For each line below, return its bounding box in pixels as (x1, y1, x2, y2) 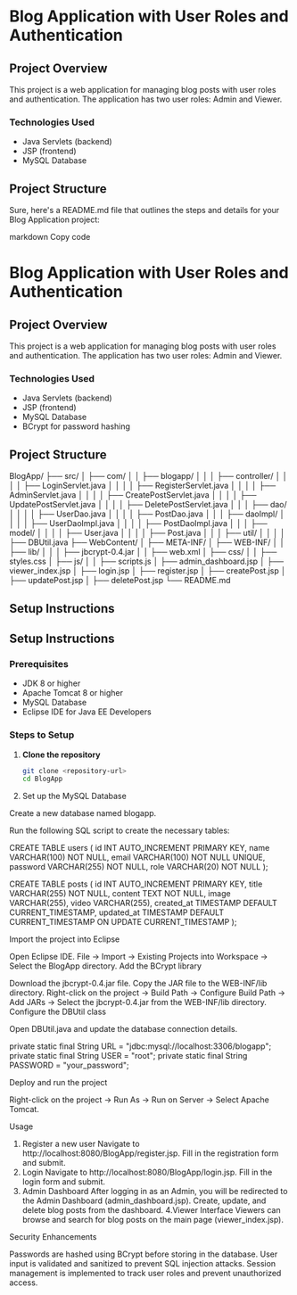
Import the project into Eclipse (9, 934, 120, 944)
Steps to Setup (9, 729, 75, 741)
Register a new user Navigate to (21, 1139, 140, 1150)
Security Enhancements (9, 1232, 97, 1242)
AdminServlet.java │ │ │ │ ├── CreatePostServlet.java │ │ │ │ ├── (9, 490, 257, 500)
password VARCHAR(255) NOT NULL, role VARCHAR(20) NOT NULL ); (9, 862, 269, 872)
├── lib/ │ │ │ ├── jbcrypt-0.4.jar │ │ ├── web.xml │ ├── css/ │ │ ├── (9, 547, 277, 557)
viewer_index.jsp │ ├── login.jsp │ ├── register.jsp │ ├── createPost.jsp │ (9, 565, 287, 576)
